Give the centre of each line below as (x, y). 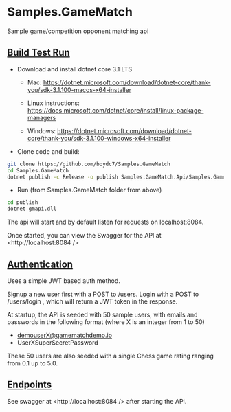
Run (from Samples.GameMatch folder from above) (89, 190)
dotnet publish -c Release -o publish (63, 177)
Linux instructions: (54, 103)
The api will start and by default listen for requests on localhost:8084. (106, 222)
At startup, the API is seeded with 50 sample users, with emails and (102, 314)
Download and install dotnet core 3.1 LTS (75, 69)
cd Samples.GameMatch (38, 170)
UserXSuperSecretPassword (57, 342)
